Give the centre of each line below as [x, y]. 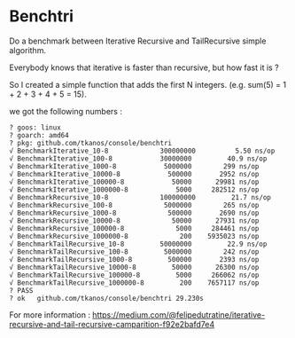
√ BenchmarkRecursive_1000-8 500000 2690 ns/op [134, 213]
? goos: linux [35, 127]
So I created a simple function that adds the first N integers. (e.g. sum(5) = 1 [147, 84]
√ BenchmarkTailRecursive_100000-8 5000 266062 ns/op [134, 275]
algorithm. [28, 50]
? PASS [21, 290]
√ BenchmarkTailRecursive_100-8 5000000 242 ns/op [134, 252]
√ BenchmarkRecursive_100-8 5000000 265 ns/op [134, 205]
